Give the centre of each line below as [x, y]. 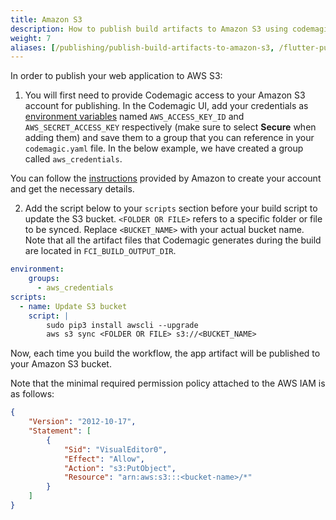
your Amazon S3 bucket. [61, 364]
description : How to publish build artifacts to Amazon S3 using [149, 29]
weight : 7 [31, 38]
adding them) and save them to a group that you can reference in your [169, 138]
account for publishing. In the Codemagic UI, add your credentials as [166, 106]
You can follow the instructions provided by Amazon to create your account [166, 178]
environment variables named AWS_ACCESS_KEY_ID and [134, 117]
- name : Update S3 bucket [73, 306]
